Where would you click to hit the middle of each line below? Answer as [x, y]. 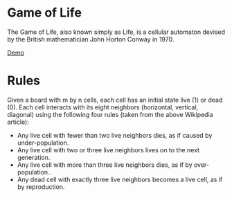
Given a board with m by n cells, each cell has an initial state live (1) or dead [115, 100]
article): [18, 122]
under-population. [43, 143]
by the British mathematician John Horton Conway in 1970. [91, 39]
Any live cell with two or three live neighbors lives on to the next [108, 150]
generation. [34, 157]
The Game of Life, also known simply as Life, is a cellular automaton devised [116, 32]
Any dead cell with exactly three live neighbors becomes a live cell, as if [120, 179]
